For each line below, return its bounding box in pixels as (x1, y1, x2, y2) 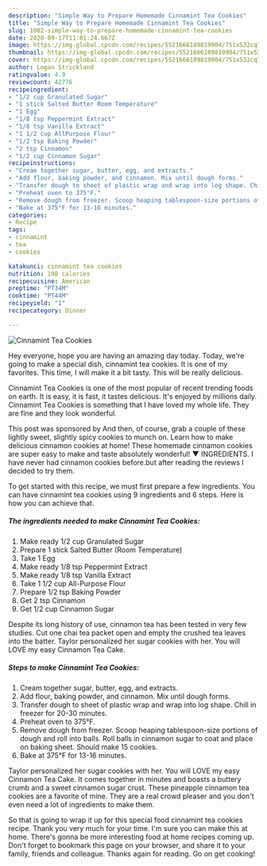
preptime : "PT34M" (8, 284, 69, 292)
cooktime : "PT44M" (8, 292, 69, 300)
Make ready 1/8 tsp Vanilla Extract (19, 570, 131, 580)
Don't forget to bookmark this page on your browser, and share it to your (8, 840, 246, 850)
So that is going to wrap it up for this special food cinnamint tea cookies (8, 815, 243, 825)
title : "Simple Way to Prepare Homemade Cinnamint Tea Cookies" (8, 19, 226, 27)
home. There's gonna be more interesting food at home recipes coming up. (8, 832, 254, 841)
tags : (8, 226, 26, 234)
